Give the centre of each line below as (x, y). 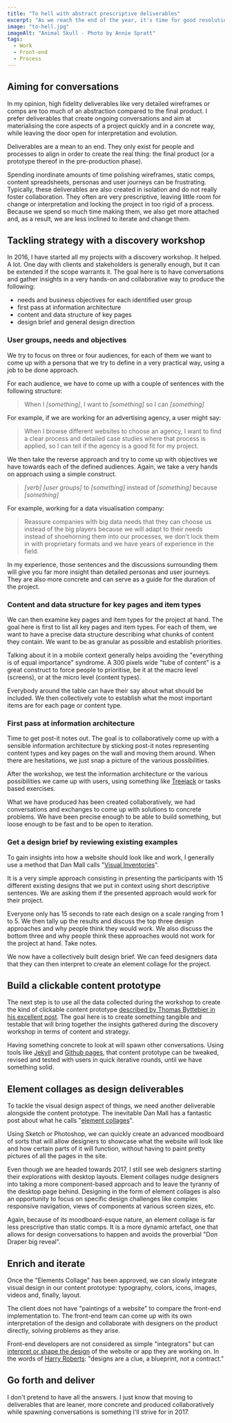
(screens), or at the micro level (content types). (74, 677)
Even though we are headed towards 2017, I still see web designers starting (114, 1169)
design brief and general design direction (76, 322)
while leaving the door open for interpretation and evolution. (93, 133)
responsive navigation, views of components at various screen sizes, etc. (112, 1206)
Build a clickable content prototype (84, 985)
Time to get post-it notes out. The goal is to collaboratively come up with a (113, 738)
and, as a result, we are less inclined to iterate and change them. (99, 218)
